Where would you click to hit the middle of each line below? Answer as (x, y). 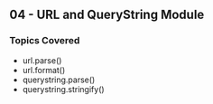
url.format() (44, 70)
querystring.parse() (59, 80)
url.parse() (42, 60)
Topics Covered (45, 41)
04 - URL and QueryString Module (107, 15)
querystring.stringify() (64, 89)
